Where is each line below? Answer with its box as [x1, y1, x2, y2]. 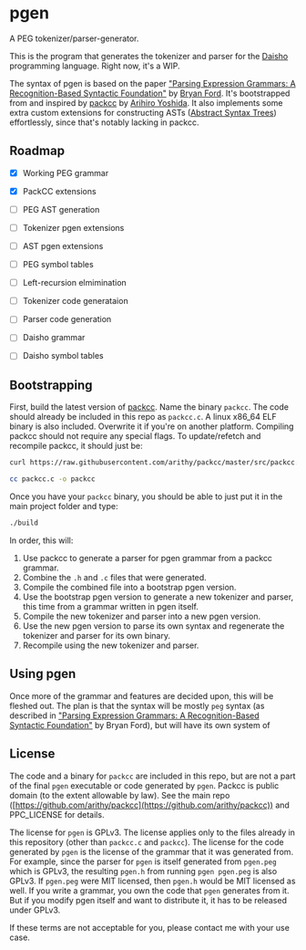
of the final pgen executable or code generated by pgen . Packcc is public [9, 779, 280, 791]
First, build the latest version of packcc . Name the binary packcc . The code [9, 402, 290, 412]
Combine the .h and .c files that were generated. [22, 571, 207, 582]
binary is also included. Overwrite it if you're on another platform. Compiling [9, 421, 294, 432]
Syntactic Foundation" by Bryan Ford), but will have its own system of [9, 719, 270, 730]
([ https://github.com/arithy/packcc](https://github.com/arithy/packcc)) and [9, 799, 290, 810]
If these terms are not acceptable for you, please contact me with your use [9, 922, 290, 933]
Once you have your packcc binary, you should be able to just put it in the [9, 491, 283, 502]
